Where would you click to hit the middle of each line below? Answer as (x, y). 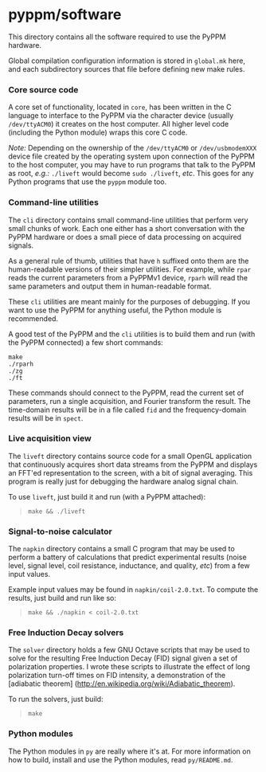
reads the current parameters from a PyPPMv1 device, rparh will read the (128, 277)
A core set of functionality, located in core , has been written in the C (120, 107)
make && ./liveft (57, 511)
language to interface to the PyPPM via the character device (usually (121, 116)
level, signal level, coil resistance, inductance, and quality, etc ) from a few (129, 566)
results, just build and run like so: (63, 598)
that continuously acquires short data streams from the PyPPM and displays (133, 464)
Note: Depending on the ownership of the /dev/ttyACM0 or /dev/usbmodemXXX (133, 148)
